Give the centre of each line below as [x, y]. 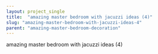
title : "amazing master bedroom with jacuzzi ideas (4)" [79, 17]
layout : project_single [36, 11]
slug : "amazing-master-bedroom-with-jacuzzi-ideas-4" [74, 22]
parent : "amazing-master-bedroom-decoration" [63, 28]
